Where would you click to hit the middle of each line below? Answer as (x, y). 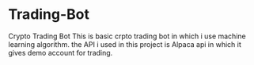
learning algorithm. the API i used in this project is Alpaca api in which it (125, 44)
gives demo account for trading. (61, 52)
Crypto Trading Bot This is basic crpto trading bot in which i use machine (127, 36)
